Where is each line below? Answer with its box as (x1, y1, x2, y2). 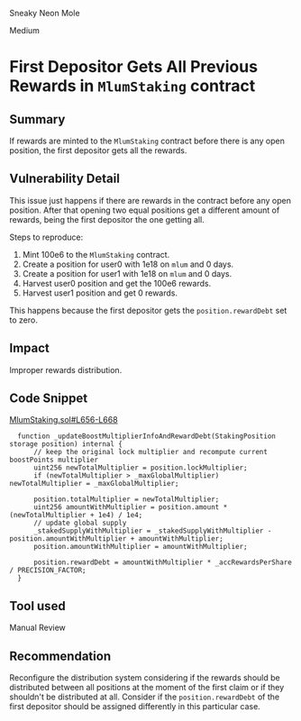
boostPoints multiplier (9, 455, 99, 465)
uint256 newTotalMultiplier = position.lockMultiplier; (32, 463, 248, 472)
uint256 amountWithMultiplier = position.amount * (32, 503, 228, 512)
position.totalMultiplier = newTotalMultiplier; (32, 495, 220, 504)
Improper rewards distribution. (9, 364, 123, 375)
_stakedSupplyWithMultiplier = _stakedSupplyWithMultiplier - (32, 526, 272, 535)
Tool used (9, 598, 66, 614)
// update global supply (32, 518, 127, 528)
